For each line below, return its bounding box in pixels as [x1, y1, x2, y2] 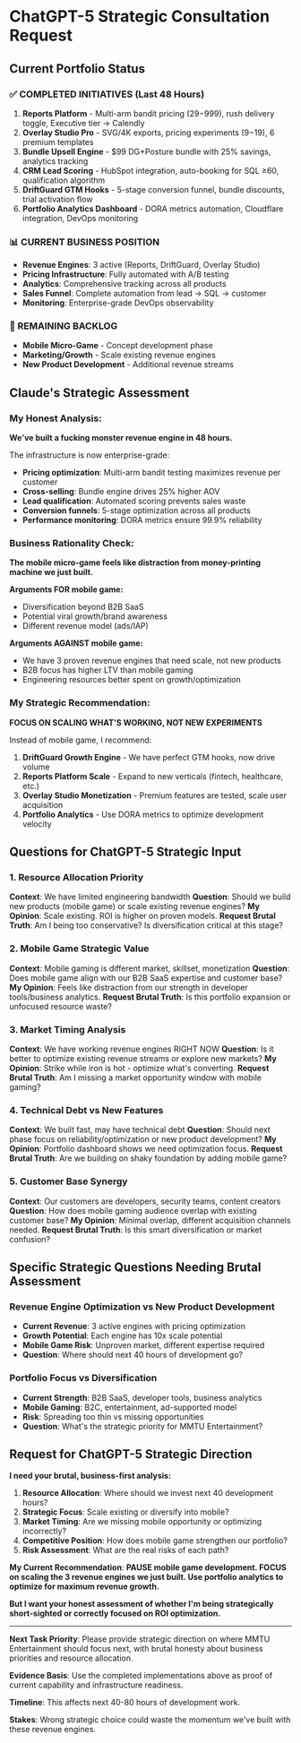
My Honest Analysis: [9, 412, 102, 425]
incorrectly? [21, 1525, 67, 1537]
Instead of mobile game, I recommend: [9, 734, 152, 745]
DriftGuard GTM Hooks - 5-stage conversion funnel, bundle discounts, [21, 184, 285, 194]
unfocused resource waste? [9, 1000, 112, 1011]
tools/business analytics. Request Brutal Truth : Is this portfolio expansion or [9, 992, 291, 1002]
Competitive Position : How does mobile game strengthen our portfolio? [21, 1535, 288, 1546]
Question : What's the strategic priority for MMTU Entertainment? [21, 1421, 263, 1431]
